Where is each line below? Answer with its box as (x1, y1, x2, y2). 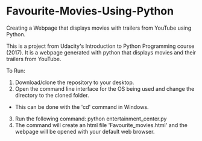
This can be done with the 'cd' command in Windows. (14, 103, 149, 110)
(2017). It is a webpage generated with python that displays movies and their (6, 48, 197, 56)
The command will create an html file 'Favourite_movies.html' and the (14, 121, 188, 128)
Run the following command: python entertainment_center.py (14, 115, 167, 122)
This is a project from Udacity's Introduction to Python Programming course (6, 42, 195, 50)
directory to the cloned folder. (14, 91, 89, 99)
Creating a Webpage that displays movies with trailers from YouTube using (6, 24, 192, 31)
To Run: (6, 67, 25, 74)
